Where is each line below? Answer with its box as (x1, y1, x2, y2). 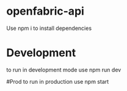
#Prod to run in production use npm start (6, 78, 109, 85)
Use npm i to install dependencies (6, 24, 92, 32)
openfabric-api (6, 4, 84, 18)
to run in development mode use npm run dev (6, 66, 122, 73)
